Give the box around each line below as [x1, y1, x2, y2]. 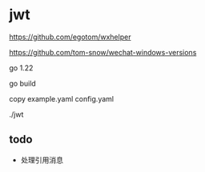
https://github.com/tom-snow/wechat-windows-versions [9, 47, 197, 57]
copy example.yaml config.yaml [9, 94, 115, 103]
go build [9, 78, 37, 88]
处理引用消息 [20, 154, 63, 165]
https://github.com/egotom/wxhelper [9, 32, 131, 42]
